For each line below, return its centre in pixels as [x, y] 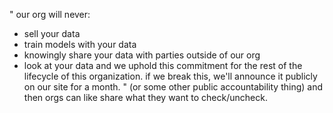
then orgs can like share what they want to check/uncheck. [145, 97]
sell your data [52, 33]
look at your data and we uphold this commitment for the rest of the [163, 65]
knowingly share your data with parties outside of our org [142, 55]
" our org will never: [50, 14]
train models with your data [80, 44]
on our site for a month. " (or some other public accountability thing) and [173, 87]
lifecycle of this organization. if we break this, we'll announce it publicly [170, 76]
